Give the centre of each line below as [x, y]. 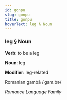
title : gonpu [19, 19]
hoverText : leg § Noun [29, 24]
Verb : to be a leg [22, 53]
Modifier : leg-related [27, 72]
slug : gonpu [17, 15]
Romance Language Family [33, 92]
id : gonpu [15, 10]
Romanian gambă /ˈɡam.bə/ [33, 82]
